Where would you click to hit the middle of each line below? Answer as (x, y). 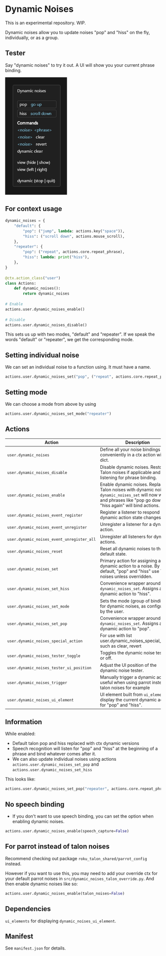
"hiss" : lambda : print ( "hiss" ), (56, 257)
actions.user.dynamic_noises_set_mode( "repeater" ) (58, 414)
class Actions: (21, 283)
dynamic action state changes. (131, 518)
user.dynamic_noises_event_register (45, 515)
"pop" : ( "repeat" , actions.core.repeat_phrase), (74, 252)
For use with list (116, 636)
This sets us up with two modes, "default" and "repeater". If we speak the (80, 334)
